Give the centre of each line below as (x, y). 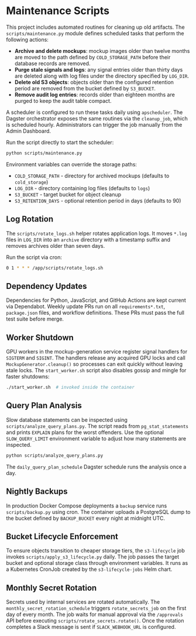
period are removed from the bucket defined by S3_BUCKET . (85, 88)
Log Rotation (30, 219)
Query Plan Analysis (44, 406)
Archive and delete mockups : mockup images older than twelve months (102, 51)
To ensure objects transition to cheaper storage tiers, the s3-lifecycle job (96, 551)
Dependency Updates (47, 286)
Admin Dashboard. (29, 131)
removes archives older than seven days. (56, 245)
